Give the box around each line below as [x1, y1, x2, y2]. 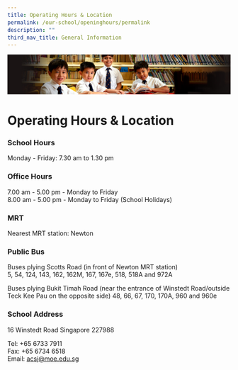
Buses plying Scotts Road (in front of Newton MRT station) [7, 263, 178, 271]
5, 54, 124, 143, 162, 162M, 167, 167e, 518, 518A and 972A [7, 270, 173, 279]
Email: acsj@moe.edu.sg [7, 354, 79, 363]
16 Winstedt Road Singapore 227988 [7, 325, 115, 334]
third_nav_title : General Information [7, 34, 122, 41]
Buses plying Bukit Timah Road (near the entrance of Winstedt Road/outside [7, 284, 230, 293]
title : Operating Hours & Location [7, 11, 113, 18]
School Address [7, 309, 64, 319]
